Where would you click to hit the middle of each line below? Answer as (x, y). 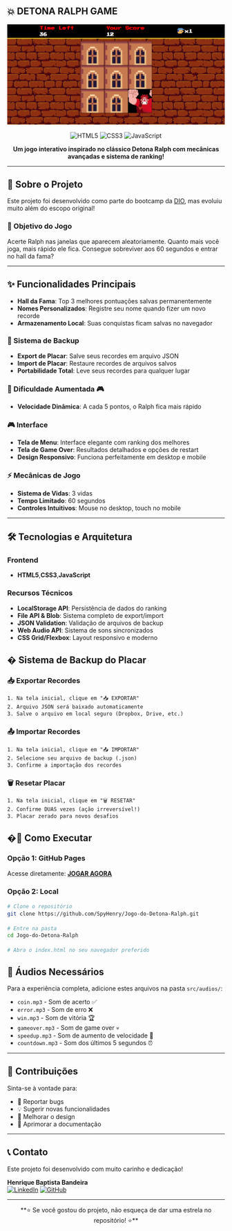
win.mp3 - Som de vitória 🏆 (56, 1017)
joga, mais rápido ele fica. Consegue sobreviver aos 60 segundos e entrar (113, 249)
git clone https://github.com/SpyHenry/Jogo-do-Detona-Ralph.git (103, 914)
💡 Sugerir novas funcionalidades (64, 1109)
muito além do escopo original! (51, 208)
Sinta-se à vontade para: (42, 1088)
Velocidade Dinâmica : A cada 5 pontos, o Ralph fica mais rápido (109, 406)
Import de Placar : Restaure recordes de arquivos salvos (97, 363)
